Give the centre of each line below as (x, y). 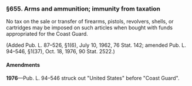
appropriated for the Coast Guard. (47, 34)
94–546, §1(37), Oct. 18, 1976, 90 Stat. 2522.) (61, 51)
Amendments (23, 65)
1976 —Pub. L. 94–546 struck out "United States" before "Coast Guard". (93, 78)
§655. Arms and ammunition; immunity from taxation (83, 9)
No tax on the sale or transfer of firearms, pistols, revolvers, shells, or (90, 22)
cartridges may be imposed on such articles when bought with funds (90, 27)
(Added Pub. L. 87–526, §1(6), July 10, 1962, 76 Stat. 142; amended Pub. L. (96, 45)
